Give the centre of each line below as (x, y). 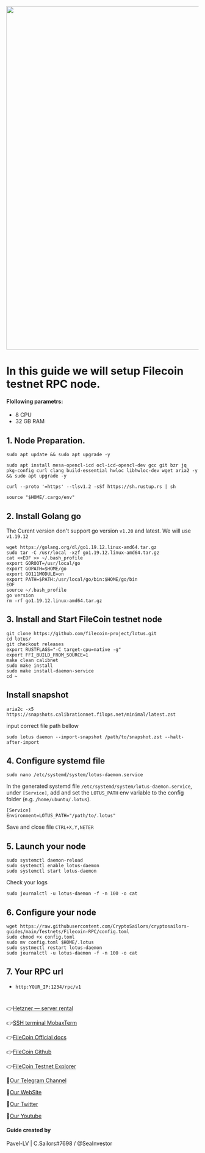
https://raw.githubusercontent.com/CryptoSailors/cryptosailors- (105, 926)
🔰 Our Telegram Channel (37, 1080)
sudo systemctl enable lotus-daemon (53, 866)
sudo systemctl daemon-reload (45, 860)
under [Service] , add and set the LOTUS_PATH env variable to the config (95, 793)
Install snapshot (38, 695)
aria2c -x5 (20, 709)
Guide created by (29, 1130)
